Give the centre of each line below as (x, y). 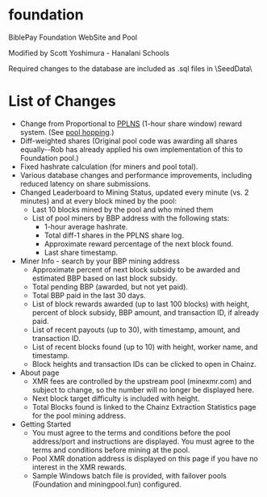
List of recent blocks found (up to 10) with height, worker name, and (145, 347)
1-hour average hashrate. (86, 226)
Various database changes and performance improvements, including (136, 175)
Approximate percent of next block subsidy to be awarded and (136, 269)
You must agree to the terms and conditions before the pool (131, 432)
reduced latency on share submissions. (85, 183)
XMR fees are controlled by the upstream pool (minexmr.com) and (142, 381)
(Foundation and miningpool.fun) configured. (106, 484)
